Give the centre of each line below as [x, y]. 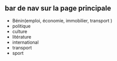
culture [20, 31]
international [25, 42]
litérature [22, 37]
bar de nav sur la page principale [58, 8]
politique [21, 26]
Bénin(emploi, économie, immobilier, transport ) [62, 20]
